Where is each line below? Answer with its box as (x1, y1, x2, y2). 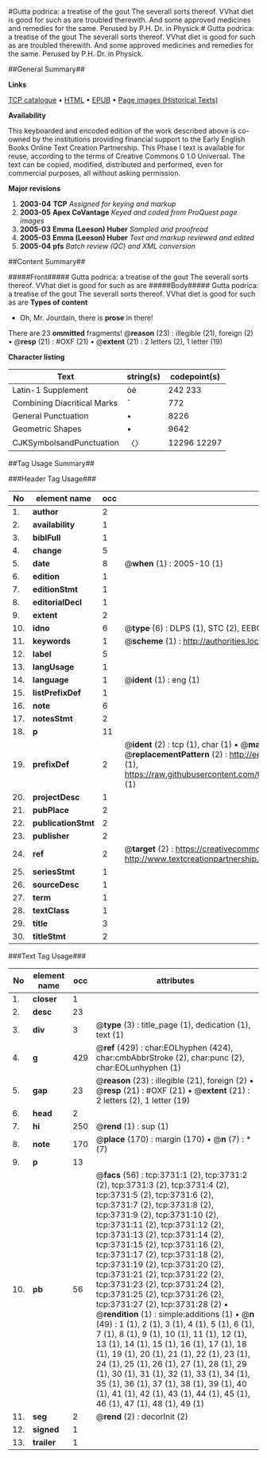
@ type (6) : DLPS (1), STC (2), (124, 623, 240, 633)
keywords (33, 636, 72, 647)
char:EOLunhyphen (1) (95, 1062, 181, 1073)
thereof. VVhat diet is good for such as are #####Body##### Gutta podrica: (8, 281, 259, 290)
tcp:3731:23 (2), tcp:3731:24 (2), (95, 1279, 224, 1289)
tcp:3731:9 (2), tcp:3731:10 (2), (95, 1209, 219, 1220)
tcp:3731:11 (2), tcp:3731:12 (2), (95, 1219, 224, 1230)
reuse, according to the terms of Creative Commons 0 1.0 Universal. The (8, 151, 246, 161)
